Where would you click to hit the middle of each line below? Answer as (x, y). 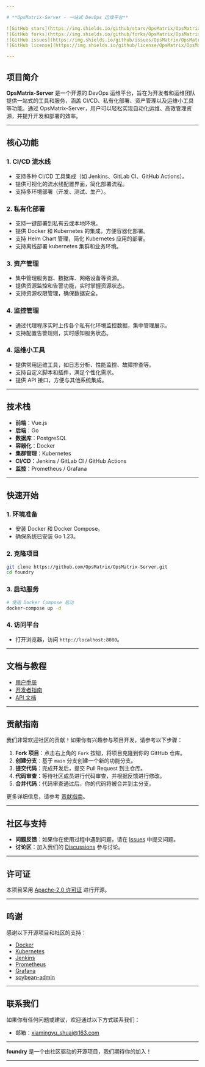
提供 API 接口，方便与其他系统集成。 (61, 380)
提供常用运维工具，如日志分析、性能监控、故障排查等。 (85, 364)
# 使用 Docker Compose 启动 (40, 602)
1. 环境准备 (22, 514)
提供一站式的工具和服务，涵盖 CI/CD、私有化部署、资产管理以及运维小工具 (100, 100)
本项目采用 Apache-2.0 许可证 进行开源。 (58, 890)
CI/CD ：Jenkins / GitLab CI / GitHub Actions (71, 461)
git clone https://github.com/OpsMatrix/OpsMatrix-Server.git (87, 567)
